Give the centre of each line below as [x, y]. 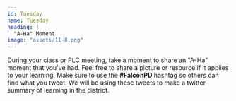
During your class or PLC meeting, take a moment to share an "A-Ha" [108, 60]
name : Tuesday [28, 20]
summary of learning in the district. [58, 90]
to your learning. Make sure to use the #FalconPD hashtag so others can [113, 76]
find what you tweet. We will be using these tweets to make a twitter [107, 83]
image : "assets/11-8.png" [45, 40]
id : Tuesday [25, 14]
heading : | [23, 27]
